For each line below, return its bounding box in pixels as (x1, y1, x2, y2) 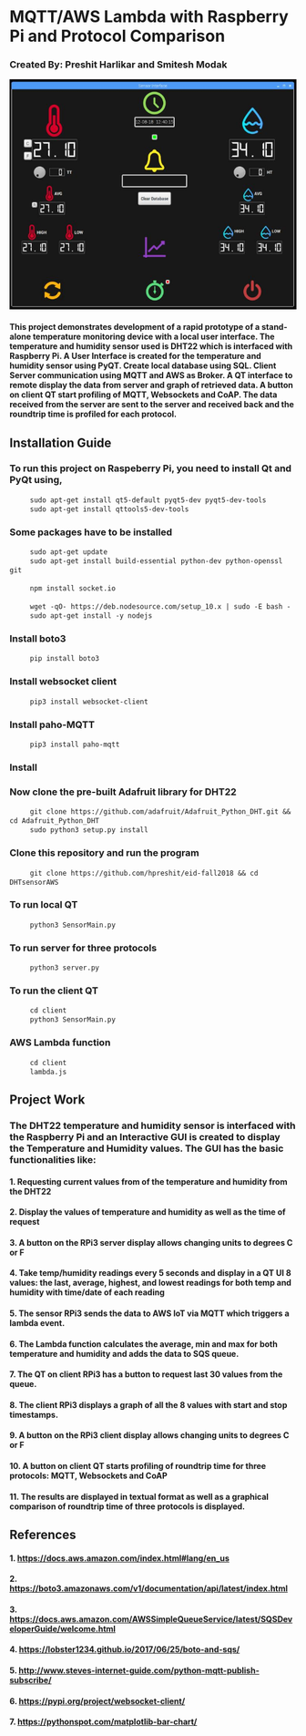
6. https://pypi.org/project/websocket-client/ (9, 1695, 186, 1706)
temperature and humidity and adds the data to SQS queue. (9, 1348, 240, 1359)
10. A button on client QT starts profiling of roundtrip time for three (9, 1460, 267, 1471)
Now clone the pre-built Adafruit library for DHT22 (9, 786, 237, 798)
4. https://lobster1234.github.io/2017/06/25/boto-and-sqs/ (9, 1644, 240, 1655)
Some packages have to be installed (9, 526, 173, 539)
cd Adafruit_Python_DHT (9, 817, 100, 826)
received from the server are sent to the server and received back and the (9, 399, 294, 410)
